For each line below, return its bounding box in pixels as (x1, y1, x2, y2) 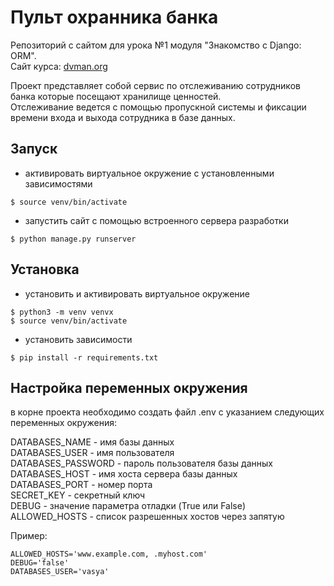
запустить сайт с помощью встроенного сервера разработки (24, 214, 289, 226)
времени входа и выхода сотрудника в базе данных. (10, 111, 236, 123)
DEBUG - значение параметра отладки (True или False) (10, 500, 246, 512)
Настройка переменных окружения (10, 379, 248, 396)
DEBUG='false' (10, 558, 70, 568)
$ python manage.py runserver (10, 234, 137, 244)
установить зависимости (24, 333, 133, 345)
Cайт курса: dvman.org (10, 60, 108, 72)
